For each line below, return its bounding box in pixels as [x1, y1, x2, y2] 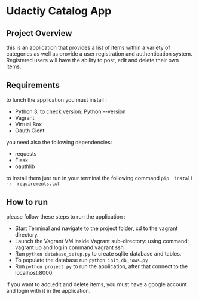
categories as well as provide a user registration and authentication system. [6, 50, 192, 57]
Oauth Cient [14, 127, 45, 134]
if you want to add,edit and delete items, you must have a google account [6, 280, 187, 288]
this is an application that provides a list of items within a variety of [6, 44, 170, 51]
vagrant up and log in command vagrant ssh [14, 244, 124, 251]
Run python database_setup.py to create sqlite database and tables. [14, 250, 182, 257]
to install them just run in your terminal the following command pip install [6, 174, 194, 181]
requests [14, 150, 37, 157]
